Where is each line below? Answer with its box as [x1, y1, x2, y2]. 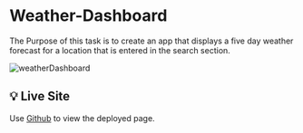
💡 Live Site [9, 89, 71, 104]
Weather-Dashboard [9, 5, 168, 26]
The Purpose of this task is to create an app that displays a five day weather [9, 35, 294, 46]
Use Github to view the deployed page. [9, 112, 156, 123]
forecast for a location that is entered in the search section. [9, 44, 231, 55]
